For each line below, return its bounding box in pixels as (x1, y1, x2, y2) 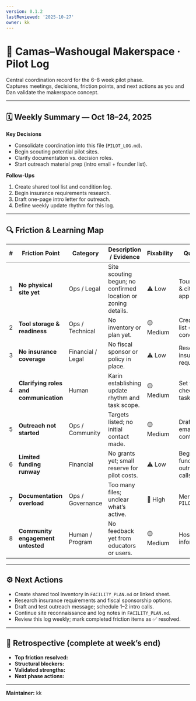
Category (72, 249, 99, 257)
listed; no (107, 418, 133, 426)
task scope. (107, 401, 140, 409)
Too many (107, 481, 135, 489)
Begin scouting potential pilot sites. (14, 148, 99, 155)
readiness (18, 327, 47, 335)
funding (18, 460, 41, 469)
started (18, 429, 40, 437)
